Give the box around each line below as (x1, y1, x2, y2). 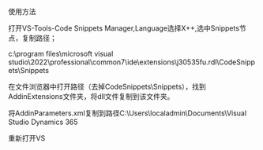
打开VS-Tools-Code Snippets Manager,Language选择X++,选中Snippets (8, 24, 239, 33)
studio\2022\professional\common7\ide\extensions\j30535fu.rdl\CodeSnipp (8, 57, 255, 67)
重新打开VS (8, 134, 46, 143)
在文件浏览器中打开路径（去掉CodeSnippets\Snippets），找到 (8, 82, 207, 91)
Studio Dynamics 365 (8, 117, 78, 126)
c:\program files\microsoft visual (8, 49, 114, 58)
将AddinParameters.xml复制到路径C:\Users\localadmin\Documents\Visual (8, 108, 247, 118)
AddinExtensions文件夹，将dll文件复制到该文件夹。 (8, 92, 175, 101)
